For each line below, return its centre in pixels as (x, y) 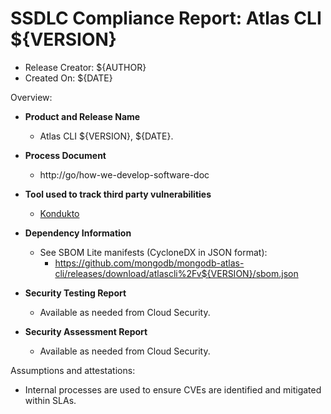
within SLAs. (50, 400)
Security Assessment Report (86, 331)
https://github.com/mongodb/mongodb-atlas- (149, 263)
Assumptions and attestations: (73, 370)
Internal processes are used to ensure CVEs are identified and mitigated (173, 389)
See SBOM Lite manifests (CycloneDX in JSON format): (153, 252)
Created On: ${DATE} (68, 78)
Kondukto (59, 213)
